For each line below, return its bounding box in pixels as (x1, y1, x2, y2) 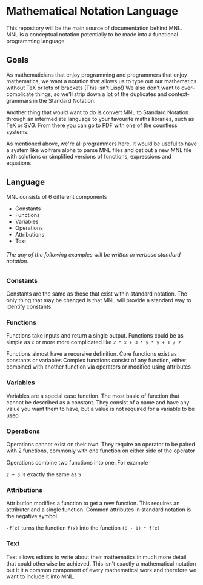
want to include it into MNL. (6, 573, 75, 580)
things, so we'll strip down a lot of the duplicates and (35, 90, 167, 98)
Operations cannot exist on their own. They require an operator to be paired (6, 441, 195, 448)
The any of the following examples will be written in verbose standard (6, 251, 181, 258)
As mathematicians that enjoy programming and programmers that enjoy (6, 71, 188, 78)
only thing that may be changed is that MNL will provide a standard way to (6, 297, 192, 304)
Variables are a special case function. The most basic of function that (6, 392, 180, 400)
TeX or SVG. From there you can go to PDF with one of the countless (6, 122, 178, 129)
